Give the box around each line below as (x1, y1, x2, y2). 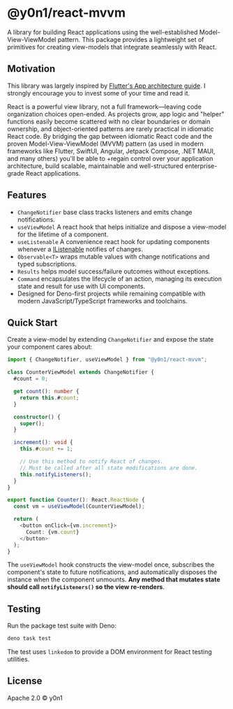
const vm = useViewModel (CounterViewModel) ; (13, 503, 145, 510)
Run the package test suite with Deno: (7, 622, 116, 630)
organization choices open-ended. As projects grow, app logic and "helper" (7, 109, 225, 118)
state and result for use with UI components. (17, 282, 145, 290)
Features (7, 190, 47, 201)
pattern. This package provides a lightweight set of (57, 35, 204, 43)
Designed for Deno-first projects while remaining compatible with (17, 289, 206, 298)
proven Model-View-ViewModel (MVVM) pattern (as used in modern (7, 139, 204, 148)
